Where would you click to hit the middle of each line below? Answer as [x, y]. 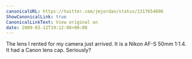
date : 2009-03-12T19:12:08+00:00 [47, 27]
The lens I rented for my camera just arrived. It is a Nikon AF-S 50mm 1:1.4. [96, 44]
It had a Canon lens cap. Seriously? [49, 50]
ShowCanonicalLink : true [36, 17]
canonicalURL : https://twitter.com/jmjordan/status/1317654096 [85, 11]
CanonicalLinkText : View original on [52, 22]
